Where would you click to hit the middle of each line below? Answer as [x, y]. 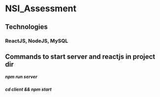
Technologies [27, 27]
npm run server [21, 77]
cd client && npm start [28, 89]
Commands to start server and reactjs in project [80, 56]
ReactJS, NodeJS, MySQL [37, 41]
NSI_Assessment [41, 9]
